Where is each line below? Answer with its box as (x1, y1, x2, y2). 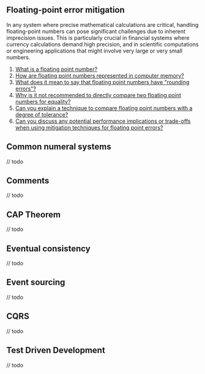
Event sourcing (6, 277, 65, 288)
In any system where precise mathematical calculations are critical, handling (6, 21, 199, 28)
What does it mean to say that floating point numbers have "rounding (15, 78, 190, 86)
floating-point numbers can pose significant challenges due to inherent (6, 28, 185, 35)
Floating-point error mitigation (6, 5, 125, 15)
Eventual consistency (6, 243, 91, 254)
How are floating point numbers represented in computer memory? (15, 71, 185, 79)
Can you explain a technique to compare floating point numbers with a (15, 104, 193, 112)
